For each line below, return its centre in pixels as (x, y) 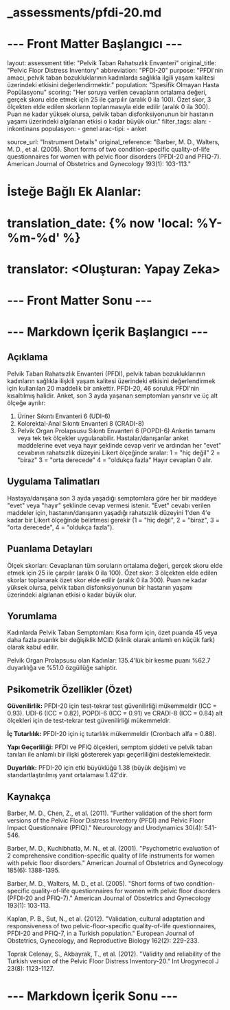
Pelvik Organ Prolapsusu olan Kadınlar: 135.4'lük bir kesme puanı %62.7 (109, 661)
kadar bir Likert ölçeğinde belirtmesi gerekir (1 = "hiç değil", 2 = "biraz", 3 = (113, 520)
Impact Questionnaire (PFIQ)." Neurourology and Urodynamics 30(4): (105, 827)
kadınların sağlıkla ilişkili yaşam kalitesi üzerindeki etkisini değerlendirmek (111, 381)
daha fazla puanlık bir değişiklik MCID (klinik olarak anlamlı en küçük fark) (111, 640)
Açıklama (27, 357)
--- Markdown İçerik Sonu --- (93, 996)
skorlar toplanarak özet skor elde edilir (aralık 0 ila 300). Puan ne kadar (107, 580)
